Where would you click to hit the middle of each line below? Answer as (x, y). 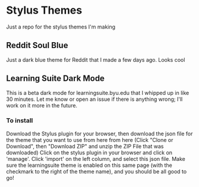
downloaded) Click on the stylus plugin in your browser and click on (89, 153)
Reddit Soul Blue (37, 45)
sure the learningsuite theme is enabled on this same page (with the (89, 165)
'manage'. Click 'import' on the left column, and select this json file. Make (96, 159)
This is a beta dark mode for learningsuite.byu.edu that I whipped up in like (98, 93)
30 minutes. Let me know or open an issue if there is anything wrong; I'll (94, 99)
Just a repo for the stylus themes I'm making (61, 27)
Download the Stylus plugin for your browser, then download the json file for (99, 134)
